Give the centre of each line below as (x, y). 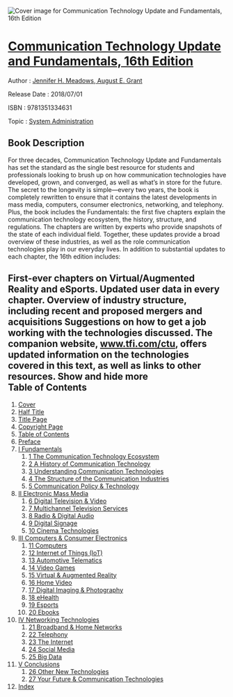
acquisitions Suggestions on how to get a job (107, 322)
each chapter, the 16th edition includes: (64, 256)
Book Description (46, 143)
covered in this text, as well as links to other (105, 366)
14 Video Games (52, 567)
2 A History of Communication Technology (89, 464)
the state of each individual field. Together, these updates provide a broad (114, 234)
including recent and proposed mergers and (105, 311)
